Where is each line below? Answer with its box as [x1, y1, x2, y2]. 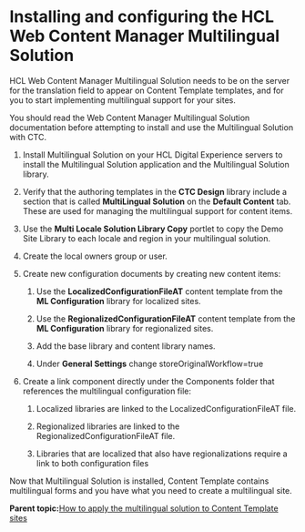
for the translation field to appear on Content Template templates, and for [9, 85, 284, 96]
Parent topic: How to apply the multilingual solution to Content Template [9, 503, 280, 514]
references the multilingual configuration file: [22, 385, 192, 396]
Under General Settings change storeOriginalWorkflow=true [36, 358, 264, 369]
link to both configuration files [36, 457, 149, 468]
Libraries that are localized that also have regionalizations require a [36, 448, 289, 459]
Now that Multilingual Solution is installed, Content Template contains [9, 476, 269, 486]
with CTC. [9, 131, 47, 142]
